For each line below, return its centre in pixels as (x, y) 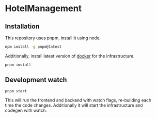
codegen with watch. (26, 111)
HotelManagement (43, 8)
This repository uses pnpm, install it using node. (53, 38)
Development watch (36, 80)
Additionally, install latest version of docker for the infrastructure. (70, 56)
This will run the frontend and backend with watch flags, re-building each (78, 100)
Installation (22, 26)
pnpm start (16, 91)
